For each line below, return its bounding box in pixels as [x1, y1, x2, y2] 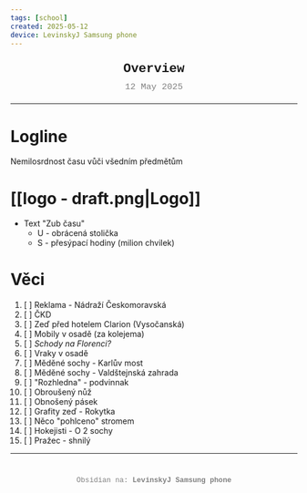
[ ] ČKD [23, 309, 52, 320]
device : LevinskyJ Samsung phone [10, 30, 138, 39]
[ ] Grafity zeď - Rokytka [23, 406, 116, 417]
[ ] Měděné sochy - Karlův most [23, 357, 144, 369]
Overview [123, 61, 185, 77]
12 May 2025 [125, 81, 183, 93]
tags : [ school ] [10, 13, 68, 23]
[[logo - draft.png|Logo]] [10, 188, 201, 209]
